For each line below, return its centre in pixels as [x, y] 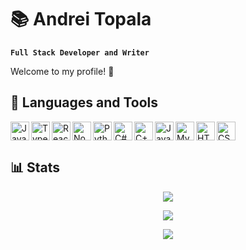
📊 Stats [35, 167]
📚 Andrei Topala [81, 19]
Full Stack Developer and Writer [80, 52]
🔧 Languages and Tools [84, 102]
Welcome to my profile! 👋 [62, 71]
